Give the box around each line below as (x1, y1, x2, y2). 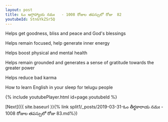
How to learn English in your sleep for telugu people (5, 84, 114, 90)
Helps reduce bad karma (5, 75, 57, 81)
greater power (5, 65, 35, 71)
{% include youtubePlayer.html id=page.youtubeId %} (5, 94, 118, 100)
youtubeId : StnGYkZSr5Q (5, 17, 55, 22)
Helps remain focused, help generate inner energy (5, 40, 110, 46)
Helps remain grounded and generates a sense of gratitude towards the (5, 60, 154, 66)
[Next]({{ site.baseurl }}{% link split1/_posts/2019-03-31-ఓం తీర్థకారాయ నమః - (5, 104, 163, 110)
